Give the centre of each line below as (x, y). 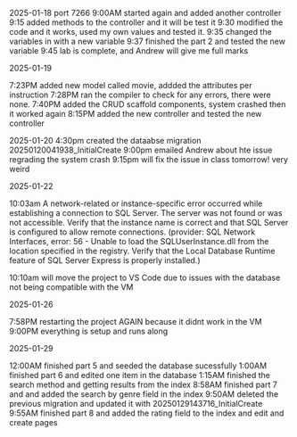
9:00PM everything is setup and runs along (89, 331)
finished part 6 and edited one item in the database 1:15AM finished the (140, 375)
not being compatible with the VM (71, 287)
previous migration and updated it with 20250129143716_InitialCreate (136, 404)
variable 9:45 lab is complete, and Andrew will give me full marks (129, 51)
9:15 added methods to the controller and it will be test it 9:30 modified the (146, 22)
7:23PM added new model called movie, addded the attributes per (131, 85)
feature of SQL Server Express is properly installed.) (105, 260)
